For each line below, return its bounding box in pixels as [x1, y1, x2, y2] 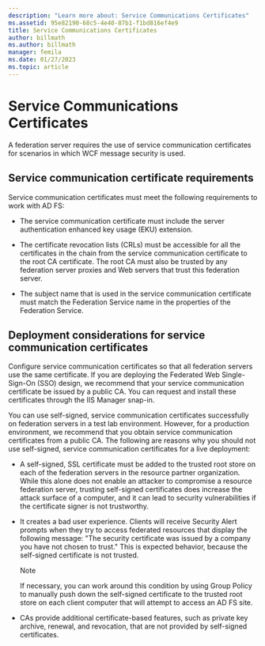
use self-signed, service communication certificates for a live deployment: [8, 444, 251, 454]
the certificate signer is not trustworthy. [19, 501, 149, 511]
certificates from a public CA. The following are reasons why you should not [8, 436, 256, 445]
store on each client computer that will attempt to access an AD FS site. [19, 598, 253, 607]
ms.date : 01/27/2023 [8, 56, 77, 64]
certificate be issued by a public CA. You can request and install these [8, 387, 237, 396]
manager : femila [8, 48, 62, 56]
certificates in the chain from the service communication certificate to [19, 248, 248, 258]
